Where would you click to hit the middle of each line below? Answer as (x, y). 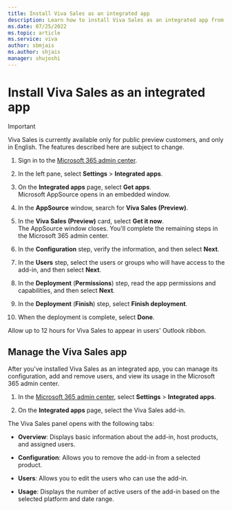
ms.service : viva (33, 39)
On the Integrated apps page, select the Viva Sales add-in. (102, 410)
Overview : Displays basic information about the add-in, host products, (118, 437)
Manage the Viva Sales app (67, 352)
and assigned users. (46, 444)
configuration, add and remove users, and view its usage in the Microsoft (112, 376)
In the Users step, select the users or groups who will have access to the (121, 262)
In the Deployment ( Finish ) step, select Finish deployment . (103, 303)
